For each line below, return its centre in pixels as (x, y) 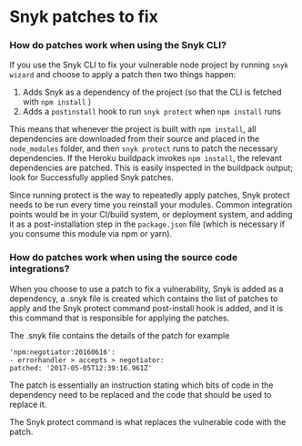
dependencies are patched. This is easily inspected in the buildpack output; (151, 168)
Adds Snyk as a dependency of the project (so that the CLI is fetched (152, 92)
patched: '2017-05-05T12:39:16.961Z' (81, 368)
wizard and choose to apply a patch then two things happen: (123, 75)
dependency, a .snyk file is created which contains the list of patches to (144, 299)
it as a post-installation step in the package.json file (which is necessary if (147, 224)
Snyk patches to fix (84, 17)
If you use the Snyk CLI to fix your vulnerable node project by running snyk (149, 65)
